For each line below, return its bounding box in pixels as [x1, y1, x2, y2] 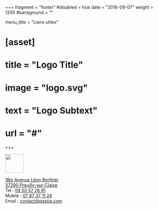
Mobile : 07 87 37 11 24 [5, 193, 52, 199]
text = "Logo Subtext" [5, 104, 98, 116]
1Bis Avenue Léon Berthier [5, 177, 59, 183]
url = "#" [5, 127, 42, 139]
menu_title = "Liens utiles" [5, 19, 59, 25]
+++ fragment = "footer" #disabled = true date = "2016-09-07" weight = [5, 4, 154, 10]
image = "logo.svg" [5, 82, 88, 94]
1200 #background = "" [5, 9, 53, 15]
